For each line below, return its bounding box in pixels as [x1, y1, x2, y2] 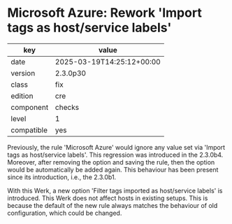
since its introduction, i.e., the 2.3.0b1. [7, 173, 117, 181]
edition [10, 91, 34, 101]
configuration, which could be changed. [7, 209, 122, 217]
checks [55, 102, 79, 112]
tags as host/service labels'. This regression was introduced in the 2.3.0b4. [7, 150, 224, 159]
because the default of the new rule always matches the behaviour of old [7, 201, 218, 209]
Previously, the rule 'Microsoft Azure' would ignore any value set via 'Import [7, 143, 226, 151]
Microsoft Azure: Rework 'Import [7, 5, 203, 21]
